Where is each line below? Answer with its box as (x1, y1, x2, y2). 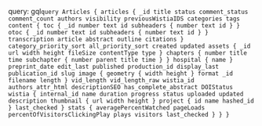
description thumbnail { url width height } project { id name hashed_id (8, 97, 255, 105)
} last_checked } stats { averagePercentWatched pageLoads (8, 104, 206, 112)
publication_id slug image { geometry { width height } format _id (8, 70, 234, 77)
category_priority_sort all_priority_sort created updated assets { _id (8, 42, 251, 50)
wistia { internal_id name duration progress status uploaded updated (8, 90, 244, 98)
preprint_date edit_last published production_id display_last (8, 63, 220, 70)
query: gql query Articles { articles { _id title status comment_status (8, 7, 249, 16)
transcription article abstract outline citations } (8, 35, 184, 43)
